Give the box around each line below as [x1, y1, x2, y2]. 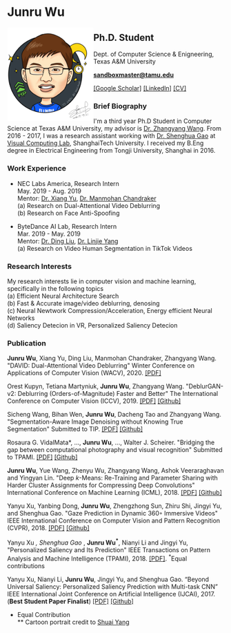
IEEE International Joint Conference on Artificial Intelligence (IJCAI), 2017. [7, 589, 216, 598]
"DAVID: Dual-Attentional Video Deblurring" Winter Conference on [7, 361, 195, 370]
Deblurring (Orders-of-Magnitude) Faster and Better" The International [17, 390, 219, 398]
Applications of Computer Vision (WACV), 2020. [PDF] [7, 369, 162, 377]
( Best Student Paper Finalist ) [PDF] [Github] [7, 597, 134, 605]
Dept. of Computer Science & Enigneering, [93, 50, 214, 58]
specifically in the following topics [7, 284, 104, 292]
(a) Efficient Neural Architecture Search [7, 292, 119, 300]
